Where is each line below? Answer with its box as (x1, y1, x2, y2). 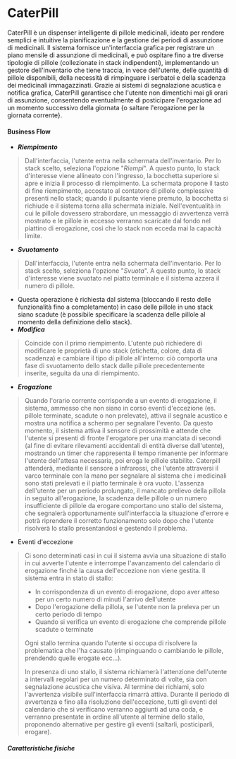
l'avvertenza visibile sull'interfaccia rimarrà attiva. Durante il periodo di (24, 690, 230, 699)
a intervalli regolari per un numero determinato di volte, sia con (24, 675, 207, 683)
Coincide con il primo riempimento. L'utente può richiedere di (24, 339, 203, 348)
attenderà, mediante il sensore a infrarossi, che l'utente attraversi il (24, 464, 218, 473)
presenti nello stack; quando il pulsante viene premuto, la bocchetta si (24, 194, 228, 203)
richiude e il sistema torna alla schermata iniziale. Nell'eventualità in (24, 201, 221, 210)
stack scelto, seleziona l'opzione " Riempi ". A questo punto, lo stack (24, 164, 221, 172)
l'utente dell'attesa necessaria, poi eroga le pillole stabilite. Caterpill (24, 457, 221, 465)
